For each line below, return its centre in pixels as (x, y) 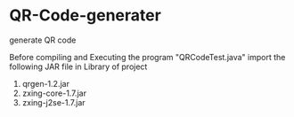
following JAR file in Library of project (78, 66)
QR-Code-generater (86, 16)
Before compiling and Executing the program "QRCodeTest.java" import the (147, 57)
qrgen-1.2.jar (45, 83)
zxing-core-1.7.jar (54, 93)
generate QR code (43, 40)
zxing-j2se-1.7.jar (54, 102)
